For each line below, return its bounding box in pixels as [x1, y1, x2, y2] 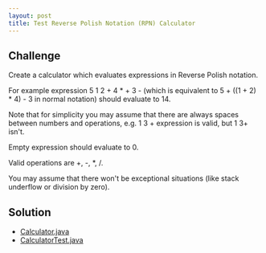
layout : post [8, 11, 52, 20]
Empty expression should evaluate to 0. [8, 142, 139, 153]
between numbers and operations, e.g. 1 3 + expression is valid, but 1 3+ [8, 118, 249, 129]
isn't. [8, 127, 25, 137]
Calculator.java [19, 226, 70, 237]
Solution [8, 206, 51, 219]
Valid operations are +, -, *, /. [8, 158, 104, 168]
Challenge [8, 49, 61, 63]
